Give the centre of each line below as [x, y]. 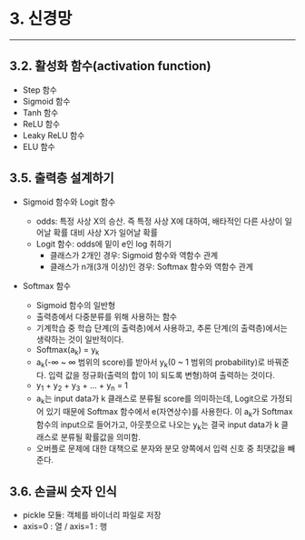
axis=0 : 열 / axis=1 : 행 [64, 526]
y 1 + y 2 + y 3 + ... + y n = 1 [82, 386]
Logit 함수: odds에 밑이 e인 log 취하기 [104, 244]
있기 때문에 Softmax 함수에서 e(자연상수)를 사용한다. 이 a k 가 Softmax [169, 412]
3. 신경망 [41, 19]
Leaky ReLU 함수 [54, 135]
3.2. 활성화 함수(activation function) [110, 66]
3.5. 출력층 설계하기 [62, 178]
